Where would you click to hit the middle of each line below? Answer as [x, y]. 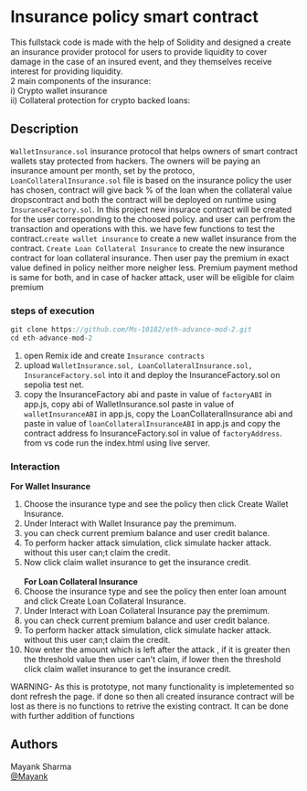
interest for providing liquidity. [67, 71]
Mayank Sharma [41, 766]
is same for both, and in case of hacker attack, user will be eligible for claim [153, 277]
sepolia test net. [54, 385]
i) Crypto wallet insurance [59, 90]
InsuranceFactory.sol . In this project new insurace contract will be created [151, 209]
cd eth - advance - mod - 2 [52, 338]
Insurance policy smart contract [135, 17]
